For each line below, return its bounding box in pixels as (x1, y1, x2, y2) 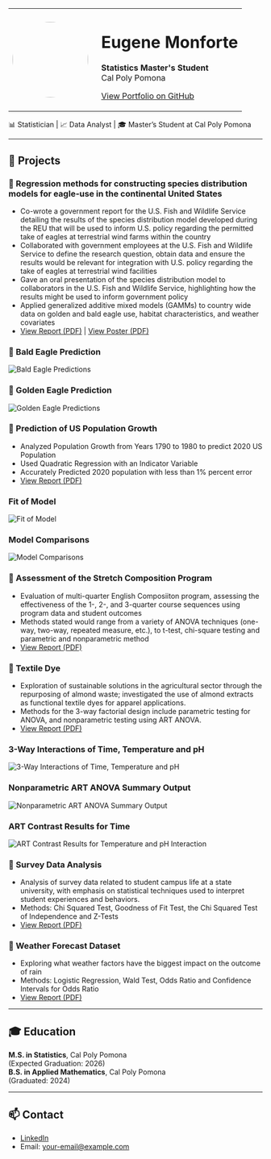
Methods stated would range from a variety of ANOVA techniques (19, 617, 239, 626)
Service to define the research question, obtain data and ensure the (19, 249, 246, 259)
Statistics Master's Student (101, 62, 209, 73)
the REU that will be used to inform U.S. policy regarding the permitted (19, 223, 254, 233)
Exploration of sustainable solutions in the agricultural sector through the (19, 681, 262, 690)
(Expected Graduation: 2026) (8, 1059, 106, 1069)
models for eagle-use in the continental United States (8, 188, 223, 199)
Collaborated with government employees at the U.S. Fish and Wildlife (19, 240, 253, 250)
